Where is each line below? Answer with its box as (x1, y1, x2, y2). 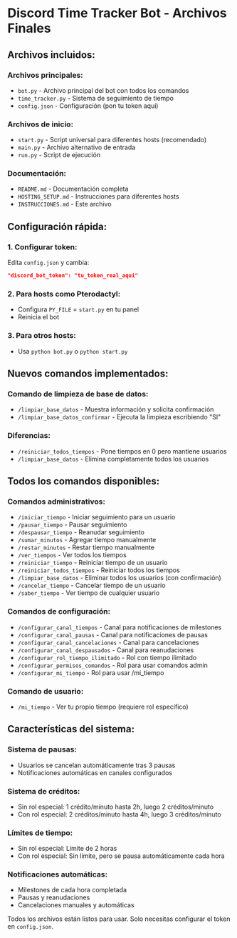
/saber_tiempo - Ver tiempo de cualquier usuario (17, 589, 160, 597)
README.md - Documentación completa (17, 184, 129, 194)
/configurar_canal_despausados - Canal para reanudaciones (17, 645, 194, 654)
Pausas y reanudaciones (17, 893, 90, 902)
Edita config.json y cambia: (7, 259, 90, 267)
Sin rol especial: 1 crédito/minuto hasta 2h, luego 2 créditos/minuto (17, 802, 214, 811)
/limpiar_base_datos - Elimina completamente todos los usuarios (17, 454, 209, 463)
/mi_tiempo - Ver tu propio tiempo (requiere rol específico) (17, 702, 189, 711)
